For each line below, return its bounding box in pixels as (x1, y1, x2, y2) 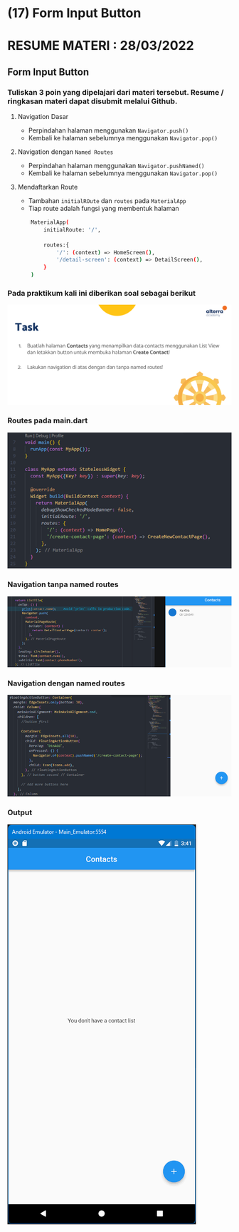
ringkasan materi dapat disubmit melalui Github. (7, 96, 178, 106)
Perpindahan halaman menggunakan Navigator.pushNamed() (28, 162, 205, 170)
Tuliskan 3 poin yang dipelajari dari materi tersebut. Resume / (7, 87, 224, 97)
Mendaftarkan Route (17, 183, 78, 192)
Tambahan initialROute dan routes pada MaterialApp (28, 197, 186, 205)
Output (7, 807, 33, 817)
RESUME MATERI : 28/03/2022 (7, 38, 194, 54)
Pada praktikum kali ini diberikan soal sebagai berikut (7, 288, 196, 298)
